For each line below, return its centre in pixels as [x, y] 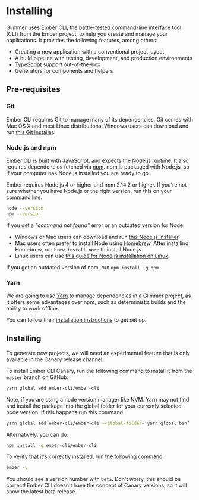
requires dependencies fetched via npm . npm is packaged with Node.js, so [98, 167]
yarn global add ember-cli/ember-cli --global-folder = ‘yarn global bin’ [98, 423]
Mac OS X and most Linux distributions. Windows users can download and [97, 126]
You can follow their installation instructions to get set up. [76, 319]
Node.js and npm [31, 147]
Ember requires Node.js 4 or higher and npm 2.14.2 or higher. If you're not [97, 184]
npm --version [24, 214]
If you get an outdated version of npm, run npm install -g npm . [83, 267]
